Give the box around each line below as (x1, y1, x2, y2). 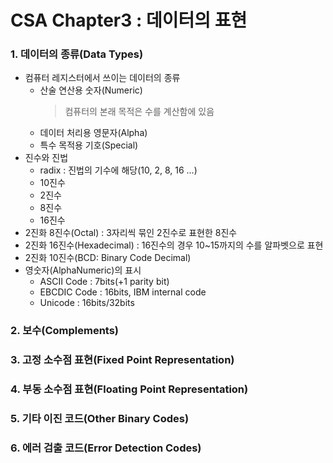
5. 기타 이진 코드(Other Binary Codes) (10, 412, 190, 426)
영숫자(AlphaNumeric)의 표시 (24, 264, 142, 276)
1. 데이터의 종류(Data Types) (10, 47, 144, 61)
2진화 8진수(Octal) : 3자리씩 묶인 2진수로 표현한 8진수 (24, 227, 238, 239)
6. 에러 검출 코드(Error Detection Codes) (10, 441, 202, 455)
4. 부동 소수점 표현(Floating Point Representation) (10, 382, 249, 396)
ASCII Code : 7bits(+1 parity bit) (39, 276, 170, 288)
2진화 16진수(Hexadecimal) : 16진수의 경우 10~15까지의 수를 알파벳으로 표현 (24, 239, 324, 251)
